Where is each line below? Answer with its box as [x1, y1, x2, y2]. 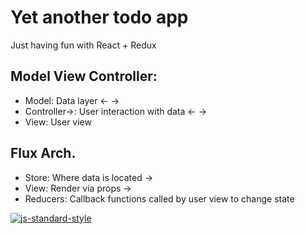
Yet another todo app [10, 6, 189, 29]
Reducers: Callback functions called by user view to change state [24, 192, 295, 205]
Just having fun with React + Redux [10, 39, 157, 51]
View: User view [24, 116, 92, 128]
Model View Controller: [10, 68, 158, 85]
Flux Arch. [10, 145, 77, 162]
